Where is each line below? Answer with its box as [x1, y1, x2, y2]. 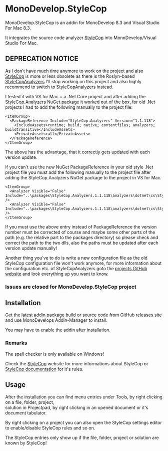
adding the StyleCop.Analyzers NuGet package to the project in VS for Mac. [5, 174, 161, 180]
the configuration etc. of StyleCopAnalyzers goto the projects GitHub [5, 265, 147, 271]
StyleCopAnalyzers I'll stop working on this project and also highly [5, 78, 141, 84]
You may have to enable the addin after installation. [5, 327, 111, 333]
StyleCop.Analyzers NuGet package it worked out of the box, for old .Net [5, 99, 155, 105]
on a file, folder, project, [5, 399, 54, 405]
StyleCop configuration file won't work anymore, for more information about [5, 260, 162, 266]
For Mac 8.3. [5, 25, 31, 31]
